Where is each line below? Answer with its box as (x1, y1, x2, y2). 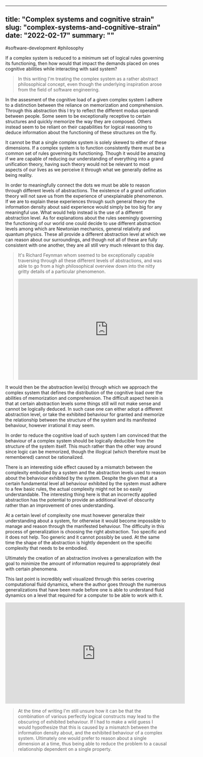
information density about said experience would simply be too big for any (5, 204, 163, 210)
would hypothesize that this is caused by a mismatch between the (17, 724, 157, 730)
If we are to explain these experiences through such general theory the (5, 198, 155, 205)
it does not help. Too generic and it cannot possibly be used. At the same (5, 534, 160, 540)
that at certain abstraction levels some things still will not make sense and (5, 400, 161, 407)
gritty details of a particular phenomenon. (17, 268, 106, 274)
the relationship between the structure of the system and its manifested (5, 417, 156, 423)
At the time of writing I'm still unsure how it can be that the (17, 708, 141, 714)
